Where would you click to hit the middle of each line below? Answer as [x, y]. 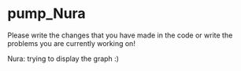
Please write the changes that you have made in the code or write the [120, 35]
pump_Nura [46, 14]
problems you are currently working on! [71, 43]
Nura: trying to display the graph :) [63, 59]
